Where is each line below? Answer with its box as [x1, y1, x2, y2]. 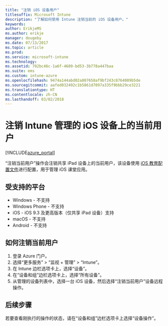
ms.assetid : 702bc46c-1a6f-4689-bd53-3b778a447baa [5, 64, 114, 69]
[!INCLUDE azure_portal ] [5, 150, 55, 156]
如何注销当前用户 [5, 239, 58, 247]
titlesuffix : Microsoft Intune [5, 12, 71, 17]
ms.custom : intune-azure [5, 73, 57, 78]
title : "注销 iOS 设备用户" [5, 7, 59, 13]
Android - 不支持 [12, 222, 47, 228]
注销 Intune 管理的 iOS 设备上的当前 [5, 120, 153, 131]
